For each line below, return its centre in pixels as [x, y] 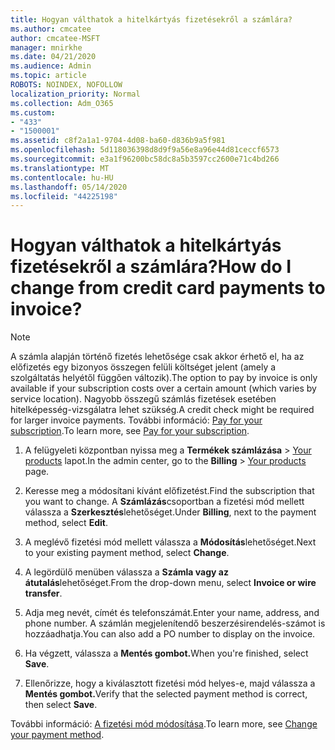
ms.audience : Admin [51, 66]
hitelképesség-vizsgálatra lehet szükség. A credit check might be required [162, 410]
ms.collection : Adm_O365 [62, 103]
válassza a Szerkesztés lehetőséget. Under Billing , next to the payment [170, 512]
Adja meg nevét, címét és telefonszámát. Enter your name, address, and [172, 613]
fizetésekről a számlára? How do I [151, 267]
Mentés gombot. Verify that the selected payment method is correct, [166, 694]
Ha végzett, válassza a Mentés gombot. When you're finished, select [166, 653]
